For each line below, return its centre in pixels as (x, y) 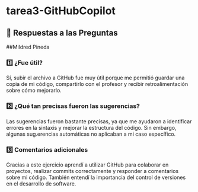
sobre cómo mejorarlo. (34, 91)
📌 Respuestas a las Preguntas (62, 33)
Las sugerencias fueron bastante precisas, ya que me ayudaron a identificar (99, 121)
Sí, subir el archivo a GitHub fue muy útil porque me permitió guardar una (95, 78)
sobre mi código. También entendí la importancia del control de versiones (96, 177)
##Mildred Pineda (28, 47)
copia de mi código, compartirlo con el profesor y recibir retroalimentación (97, 84)
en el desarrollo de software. (41, 183)
